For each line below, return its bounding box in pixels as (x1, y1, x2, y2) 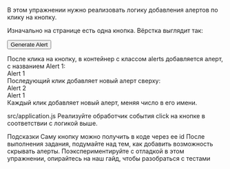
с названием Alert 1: (7, 62, 66, 70)
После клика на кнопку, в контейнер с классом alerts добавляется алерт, (7, 55, 224, 63)
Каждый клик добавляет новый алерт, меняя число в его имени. (7, 99, 198, 106)
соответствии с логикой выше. (7, 120, 98, 127)
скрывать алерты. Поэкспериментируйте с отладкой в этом (7, 147, 185, 155)
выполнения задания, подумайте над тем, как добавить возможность (7, 140, 213, 148)
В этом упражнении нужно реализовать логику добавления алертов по (7, 6, 218, 14)
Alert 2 (7, 84, 26, 92)
